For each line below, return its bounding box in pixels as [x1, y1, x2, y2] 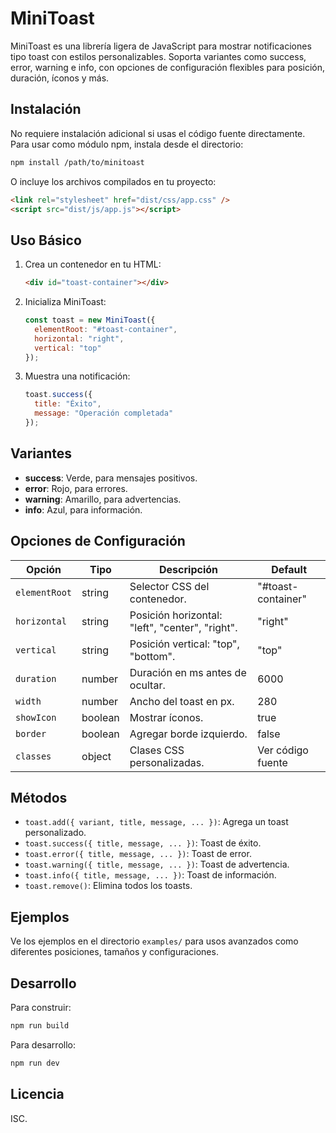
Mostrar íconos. [129, 710, 204, 724]
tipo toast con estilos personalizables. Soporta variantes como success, [10, 50, 307, 62]
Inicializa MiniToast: [24, 296, 107, 308]
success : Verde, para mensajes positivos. [24, 472, 198, 484]
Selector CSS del [129, 579, 210, 593]
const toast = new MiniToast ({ [24, 315, 156, 326]
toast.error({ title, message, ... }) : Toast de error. [24, 848, 252, 860]
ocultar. [129, 678, 166, 692]
